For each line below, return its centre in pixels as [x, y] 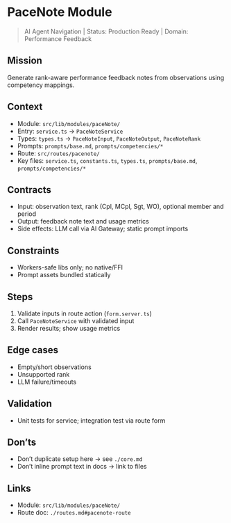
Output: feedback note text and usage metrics [83, 221]
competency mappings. [41, 85]
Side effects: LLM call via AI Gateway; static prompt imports [103, 229]
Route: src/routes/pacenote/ [59, 153]
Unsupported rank [43, 374]
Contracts [29, 190]
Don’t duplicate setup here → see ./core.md [80, 459]
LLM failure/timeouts [47, 382]
